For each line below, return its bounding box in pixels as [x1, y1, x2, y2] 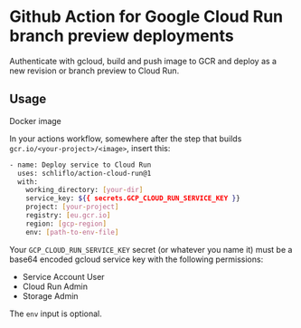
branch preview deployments [9, 25, 235, 46]
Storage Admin [22, 290, 79, 301]
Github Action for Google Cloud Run [9, 6, 284, 27]
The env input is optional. [9, 308, 102, 319]
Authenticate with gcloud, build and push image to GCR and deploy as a [9, 55, 277, 66]
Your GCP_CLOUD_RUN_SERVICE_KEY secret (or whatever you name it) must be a [9, 244, 293, 255]
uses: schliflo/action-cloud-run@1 [17, 169, 152, 178]
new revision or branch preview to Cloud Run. [9, 65, 180, 76]
